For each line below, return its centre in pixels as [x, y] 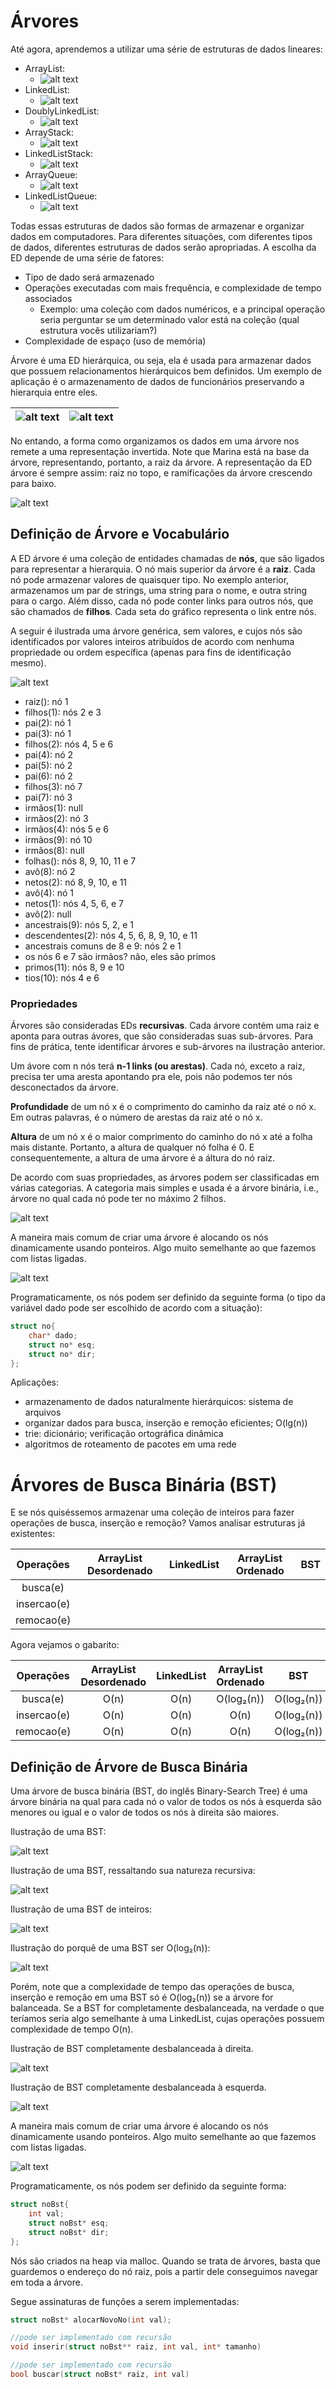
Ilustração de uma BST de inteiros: [81, 1909]
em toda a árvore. [46, 2282]
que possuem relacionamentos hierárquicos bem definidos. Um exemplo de [166, 371]
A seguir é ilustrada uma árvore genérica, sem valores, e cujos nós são [156, 631]
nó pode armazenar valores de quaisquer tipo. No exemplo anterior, [150, 579]
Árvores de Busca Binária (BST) [144, 1484]
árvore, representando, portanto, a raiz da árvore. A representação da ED [161, 462]
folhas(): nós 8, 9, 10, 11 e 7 [80, 861]
